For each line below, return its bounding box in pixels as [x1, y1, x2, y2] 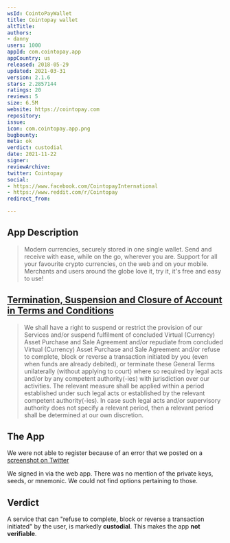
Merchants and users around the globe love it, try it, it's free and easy [23, 267, 222, 275]
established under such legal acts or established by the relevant [23, 389, 205, 397]
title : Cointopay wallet [7, 16, 78, 23]
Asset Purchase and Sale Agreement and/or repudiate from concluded [23, 337, 223, 346]
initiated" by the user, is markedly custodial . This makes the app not [7, 522, 200, 531]
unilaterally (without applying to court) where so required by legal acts [23, 367, 223, 375]
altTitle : [7, 23, 36, 30]
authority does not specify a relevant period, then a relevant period [23, 403, 214, 412]
